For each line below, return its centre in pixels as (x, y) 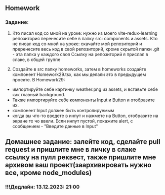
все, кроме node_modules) (48, 173)
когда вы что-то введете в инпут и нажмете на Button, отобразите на (85, 116)
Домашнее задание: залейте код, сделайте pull (83, 142)
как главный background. (39, 94)
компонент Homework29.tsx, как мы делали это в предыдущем (79, 74)
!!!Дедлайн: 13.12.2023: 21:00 (42, 187)
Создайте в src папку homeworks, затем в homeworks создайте (79, 69)
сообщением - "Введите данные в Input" (55, 126)
